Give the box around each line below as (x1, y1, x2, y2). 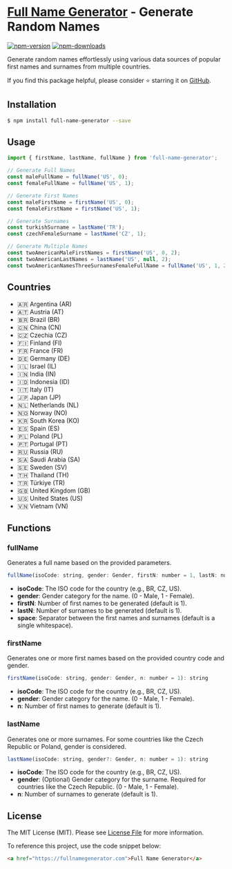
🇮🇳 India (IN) (17, 370, 57, 378)
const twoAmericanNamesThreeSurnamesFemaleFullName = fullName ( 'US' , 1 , (7, 262, 221, 269)
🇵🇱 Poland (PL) (17, 432, 64, 440)
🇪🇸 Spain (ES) (17, 424, 60, 432)
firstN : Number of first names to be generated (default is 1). (17, 599, 188, 608)
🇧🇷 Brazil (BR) (17, 315, 60, 323)
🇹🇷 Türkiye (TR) (17, 478, 66, 487)
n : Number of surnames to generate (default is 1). (17, 790, 158, 799)
